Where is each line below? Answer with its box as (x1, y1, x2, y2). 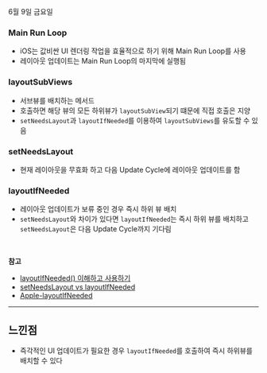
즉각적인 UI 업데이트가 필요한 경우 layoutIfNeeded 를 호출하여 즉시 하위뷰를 (19, 346, 253, 356)
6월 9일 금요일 (8, 7, 53, 16)
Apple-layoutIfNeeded (19, 291, 93, 301)
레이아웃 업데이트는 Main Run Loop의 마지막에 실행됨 (19, 56, 187, 66)
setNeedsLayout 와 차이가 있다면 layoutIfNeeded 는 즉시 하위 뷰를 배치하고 (19, 214, 249, 224)
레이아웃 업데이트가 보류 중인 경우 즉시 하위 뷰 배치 (19, 204, 177, 214)
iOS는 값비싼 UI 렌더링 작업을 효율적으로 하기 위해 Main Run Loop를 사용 (19, 46, 246, 56)
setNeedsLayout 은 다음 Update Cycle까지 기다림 (19, 224, 172, 234)
